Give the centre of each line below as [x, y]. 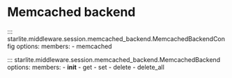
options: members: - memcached [64, 46]
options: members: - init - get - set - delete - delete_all [86, 67]
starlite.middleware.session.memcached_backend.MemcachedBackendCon [116, 38]
